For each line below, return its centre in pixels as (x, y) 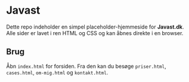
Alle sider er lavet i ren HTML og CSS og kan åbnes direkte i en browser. (95, 33)
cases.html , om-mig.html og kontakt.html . (57, 72)
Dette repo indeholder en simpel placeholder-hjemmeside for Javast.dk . (95, 27)
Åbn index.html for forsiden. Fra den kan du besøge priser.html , (86, 66)
